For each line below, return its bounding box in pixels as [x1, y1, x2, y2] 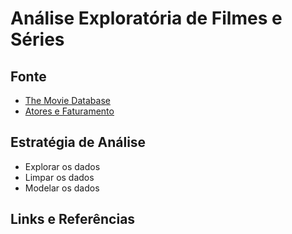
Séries [10, 28, 65, 51]
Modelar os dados [24, 182, 100, 194]
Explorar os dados [24, 160, 101, 172]
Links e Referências [10, 211, 136, 228]
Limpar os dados [24, 171, 95, 183]
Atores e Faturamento [24, 105, 115, 117]
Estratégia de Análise [10, 134, 147, 151]
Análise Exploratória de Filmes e [10, 7, 283, 30]
